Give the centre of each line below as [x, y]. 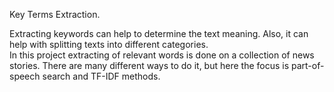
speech [25, 76]
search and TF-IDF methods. [101, 76]
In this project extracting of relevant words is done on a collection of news [162, 55]
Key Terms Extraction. [55, 14]
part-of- [308, 65]
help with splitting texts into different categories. [109, 44]
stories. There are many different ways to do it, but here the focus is [149, 65]
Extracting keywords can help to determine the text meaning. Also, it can [159, 33]
